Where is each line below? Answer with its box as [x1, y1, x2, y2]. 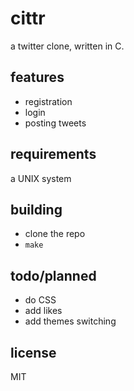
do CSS [24, 294, 57, 306]
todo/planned [10, 267, 97, 284]
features [10, 69, 65, 86]
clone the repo [24, 228, 86, 240]
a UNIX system [10, 172, 72, 184]
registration [24, 95, 73, 107]
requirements [10, 146, 97, 163]
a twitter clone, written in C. [10, 40, 125, 52]
